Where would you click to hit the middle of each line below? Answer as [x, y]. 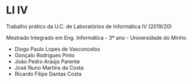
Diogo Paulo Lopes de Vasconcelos [57, 49]
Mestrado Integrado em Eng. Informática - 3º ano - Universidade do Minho [96, 37]
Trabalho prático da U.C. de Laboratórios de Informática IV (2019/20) [89, 26]
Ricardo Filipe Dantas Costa [48, 74]
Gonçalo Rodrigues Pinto [44, 55]
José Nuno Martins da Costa [49, 67]
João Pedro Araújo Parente [47, 61]
